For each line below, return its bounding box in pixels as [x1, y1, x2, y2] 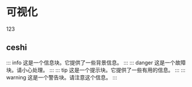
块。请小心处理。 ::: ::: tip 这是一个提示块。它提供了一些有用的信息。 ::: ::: [6, 66, 186, 73]
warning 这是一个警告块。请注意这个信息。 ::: [6, 73, 117, 80]
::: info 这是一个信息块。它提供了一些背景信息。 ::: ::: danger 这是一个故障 [6, 59, 186, 66]
